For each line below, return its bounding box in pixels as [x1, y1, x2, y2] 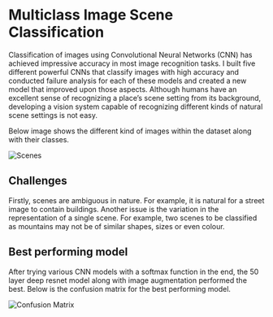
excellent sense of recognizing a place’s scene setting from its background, [8, 93, 262, 102]
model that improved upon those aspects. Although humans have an [8, 84, 237, 94]
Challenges [8, 174, 67, 188]
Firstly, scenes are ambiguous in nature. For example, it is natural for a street [8, 195, 265, 205]
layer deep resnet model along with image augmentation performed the [8, 275, 248, 285]
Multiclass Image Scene [8, 6, 173, 24]
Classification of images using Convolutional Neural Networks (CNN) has [8, 50, 253, 59]
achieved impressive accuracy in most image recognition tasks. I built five [8, 59, 256, 68]
